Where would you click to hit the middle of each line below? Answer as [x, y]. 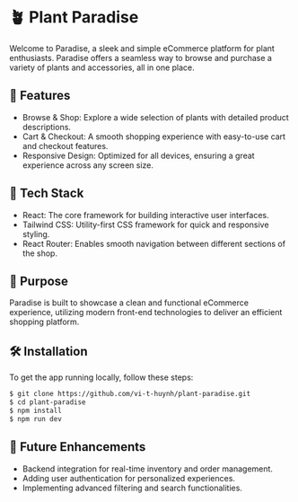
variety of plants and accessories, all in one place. [102, 67]
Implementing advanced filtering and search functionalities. [132, 488]
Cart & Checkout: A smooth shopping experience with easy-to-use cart [153, 137]
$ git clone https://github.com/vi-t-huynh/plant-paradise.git [130, 394]
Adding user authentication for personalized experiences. [129, 478]
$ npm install [36, 410]
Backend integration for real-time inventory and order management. [148, 469]
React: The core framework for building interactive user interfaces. [145, 215]
